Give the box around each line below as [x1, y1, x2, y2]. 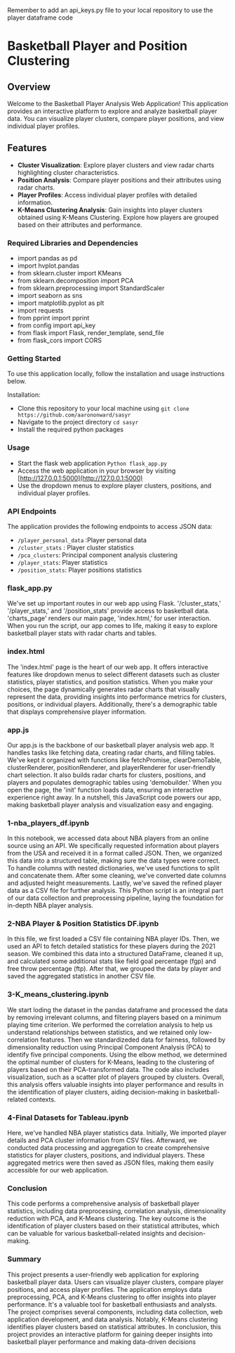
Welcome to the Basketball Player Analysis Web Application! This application [7, 100, 229, 107]
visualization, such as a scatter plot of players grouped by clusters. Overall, [7, 1073, 225, 1081]
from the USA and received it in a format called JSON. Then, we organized [7, 849, 222, 858]
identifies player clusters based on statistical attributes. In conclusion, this [7, 1322, 222, 1331]
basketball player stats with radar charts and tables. [7, 629, 157, 638]
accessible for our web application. [7, 1166, 109, 1175]
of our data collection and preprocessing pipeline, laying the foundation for [7, 894, 224, 902]
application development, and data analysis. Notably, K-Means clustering [7, 1315, 218, 1323]
